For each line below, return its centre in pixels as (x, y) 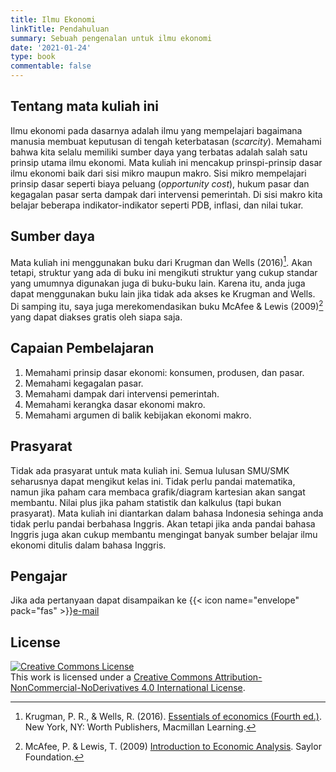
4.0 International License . (193, 688)
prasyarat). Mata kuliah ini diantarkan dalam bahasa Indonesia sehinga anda (167, 513)
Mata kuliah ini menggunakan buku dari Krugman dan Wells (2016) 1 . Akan (161, 261)
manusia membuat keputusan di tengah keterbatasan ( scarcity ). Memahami (166, 141)
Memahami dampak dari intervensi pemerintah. (122, 393)
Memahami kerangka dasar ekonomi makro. (115, 404)
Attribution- (238, 677)
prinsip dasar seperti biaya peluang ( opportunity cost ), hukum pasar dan (160, 183)
